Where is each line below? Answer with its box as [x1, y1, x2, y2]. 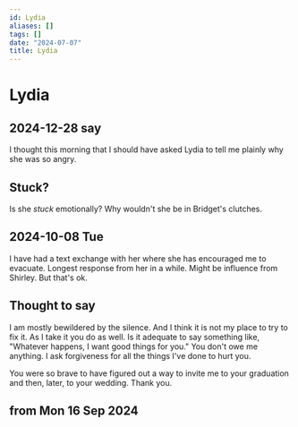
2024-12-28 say [9, 120, 102, 135]
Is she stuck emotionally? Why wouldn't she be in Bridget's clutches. [9, 203, 262, 214]
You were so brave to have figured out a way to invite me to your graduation [9, 368, 289, 379]
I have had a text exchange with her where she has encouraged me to [9, 252, 267, 264]
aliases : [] [9, 21, 54, 30]
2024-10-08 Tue [9, 229, 105, 244]
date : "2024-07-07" [9, 38, 82, 47]
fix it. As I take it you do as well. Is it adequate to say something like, [9, 331, 260, 342]
